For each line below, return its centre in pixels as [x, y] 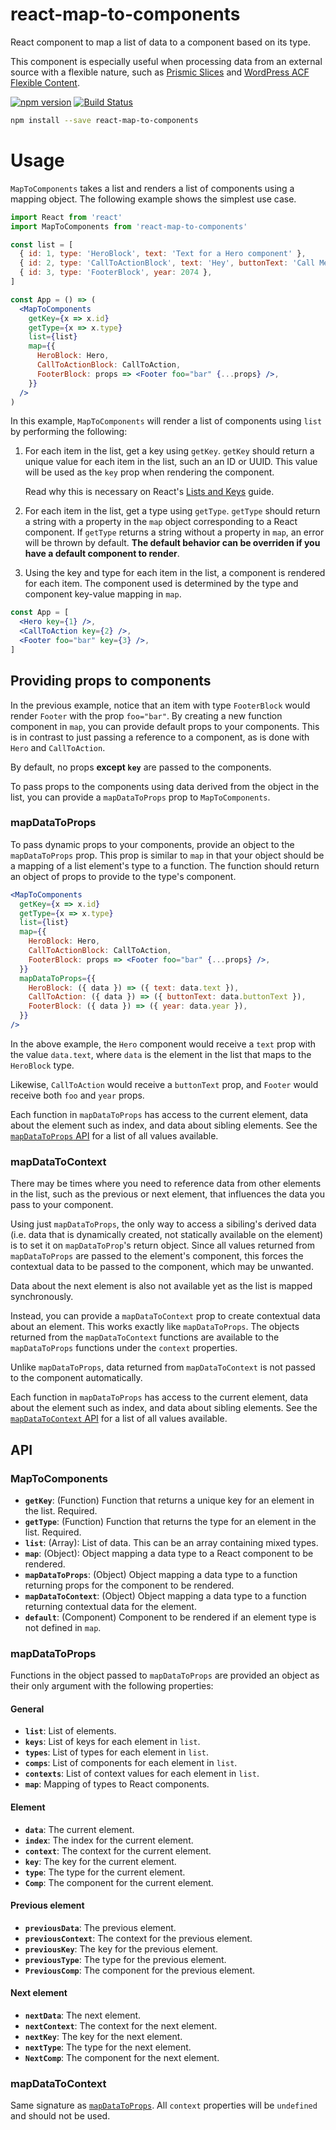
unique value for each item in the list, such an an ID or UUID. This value [171, 462]
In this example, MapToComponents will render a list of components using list [166, 421]
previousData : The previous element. [100, 1927]
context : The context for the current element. [118, 1850]
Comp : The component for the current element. [119, 1882]
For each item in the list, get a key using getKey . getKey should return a [169, 451]
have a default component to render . [102, 554]
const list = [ [42, 244]
